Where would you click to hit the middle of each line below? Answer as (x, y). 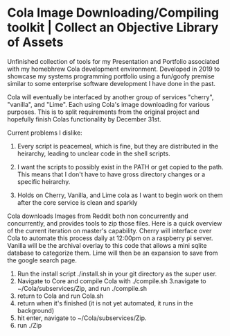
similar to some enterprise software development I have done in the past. (112, 83)
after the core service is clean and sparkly (77, 202)
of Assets (35, 42)
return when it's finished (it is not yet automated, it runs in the (105, 303)
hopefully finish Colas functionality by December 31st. (84, 119)
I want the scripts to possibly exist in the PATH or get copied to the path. (120, 167)
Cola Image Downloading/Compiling (113, 13)
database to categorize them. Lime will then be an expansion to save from (113, 253)
